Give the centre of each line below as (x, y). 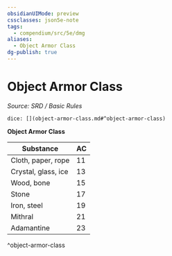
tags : (15, 26)
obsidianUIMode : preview (43, 14)
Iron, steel (27, 205)
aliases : (20, 40)
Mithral (22, 216)
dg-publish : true (32, 53)
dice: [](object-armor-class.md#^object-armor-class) (87, 119)
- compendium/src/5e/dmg (49, 33)
